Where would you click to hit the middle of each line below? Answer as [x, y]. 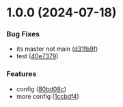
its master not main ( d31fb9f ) [57, 49]
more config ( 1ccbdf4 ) [47, 96]
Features [22, 74]
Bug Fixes [23, 34]
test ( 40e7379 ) [37, 56]
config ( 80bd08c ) [41, 89]
